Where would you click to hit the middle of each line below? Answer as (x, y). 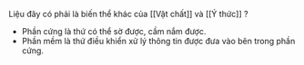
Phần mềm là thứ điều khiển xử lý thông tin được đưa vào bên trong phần (158, 41)
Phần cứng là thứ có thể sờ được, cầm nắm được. (114, 31)
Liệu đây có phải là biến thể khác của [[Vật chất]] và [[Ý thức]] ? (128, 14)
